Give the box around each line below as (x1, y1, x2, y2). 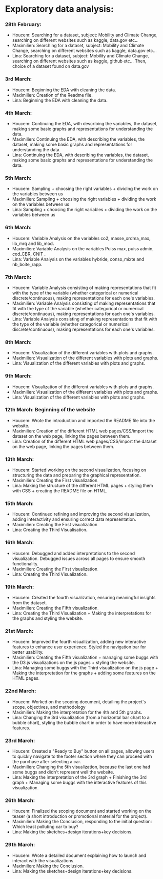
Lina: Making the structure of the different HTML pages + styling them (12, 482, 153, 489)
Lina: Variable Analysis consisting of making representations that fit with (12, 316, 158, 322)
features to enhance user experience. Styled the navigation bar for (12, 644, 146, 650)
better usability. (12, 649, 44, 655)
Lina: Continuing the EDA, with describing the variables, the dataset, (12, 152, 149, 158)
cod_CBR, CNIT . (12, 251, 46, 257)
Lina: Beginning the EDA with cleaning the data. (12, 97, 108, 103)
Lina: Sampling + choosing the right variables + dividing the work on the (12, 207, 157, 213)
